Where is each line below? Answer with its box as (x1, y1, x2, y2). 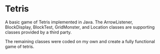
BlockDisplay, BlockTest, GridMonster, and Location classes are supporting (5, 24, 155, 30)
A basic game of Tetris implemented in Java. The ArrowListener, (5, 19, 133, 25)
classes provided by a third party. (5, 29, 72, 35)
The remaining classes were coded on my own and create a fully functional (5, 38, 155, 44)
